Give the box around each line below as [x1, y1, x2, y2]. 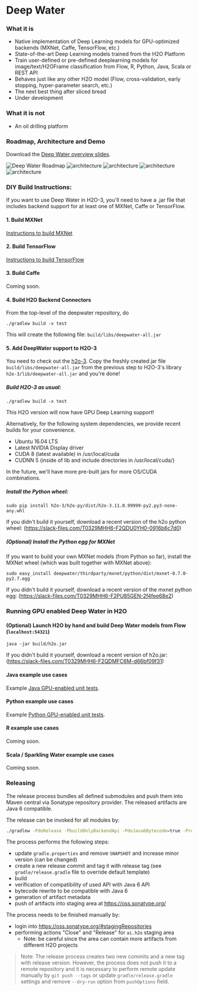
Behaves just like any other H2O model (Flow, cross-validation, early [14, 76, 181, 83]
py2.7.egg [6, 576, 31, 582]
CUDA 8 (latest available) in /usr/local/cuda [14, 451, 120, 458]
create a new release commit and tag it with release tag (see [14, 862, 162, 869]
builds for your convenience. [6, 426, 75, 434]
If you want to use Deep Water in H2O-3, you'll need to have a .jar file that [6, 196, 186, 204]
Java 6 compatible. [6, 805, 53, 812]
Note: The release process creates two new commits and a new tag [20, 953, 185, 960]
